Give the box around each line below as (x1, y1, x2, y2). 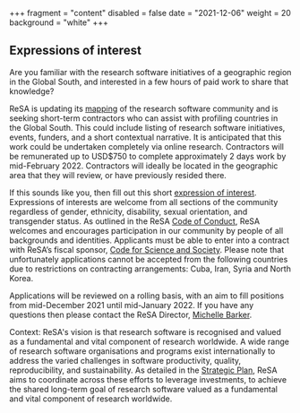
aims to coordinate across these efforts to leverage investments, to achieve (9, 374, 287, 384)
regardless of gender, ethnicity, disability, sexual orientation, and (9, 206, 248, 217)
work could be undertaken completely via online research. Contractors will (9, 141, 285, 151)
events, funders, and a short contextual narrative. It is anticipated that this (9, 132, 282, 142)
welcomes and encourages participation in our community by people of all (9, 225, 284, 236)
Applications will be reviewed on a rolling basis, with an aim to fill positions (9, 290, 285, 301)
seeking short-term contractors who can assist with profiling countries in (9, 112, 279, 124)
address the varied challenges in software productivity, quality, (9, 355, 242, 366)
